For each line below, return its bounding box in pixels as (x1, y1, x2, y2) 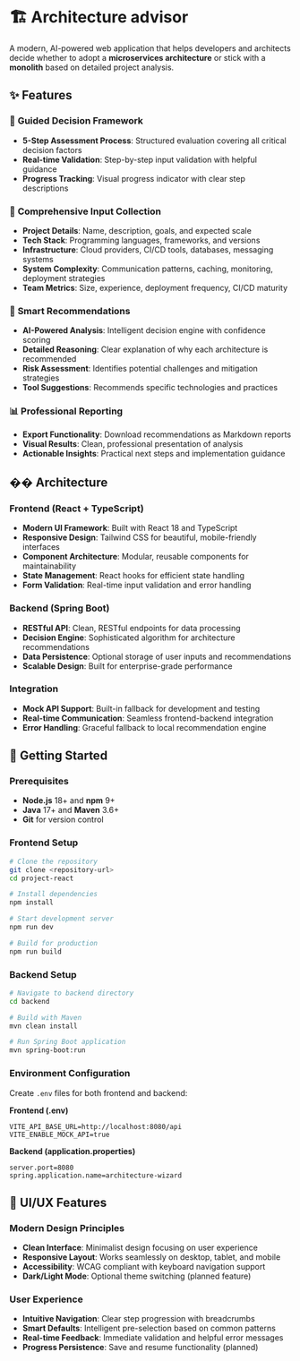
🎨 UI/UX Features (9, 1194, 107, 1210)
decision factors (21, 144, 82, 155)
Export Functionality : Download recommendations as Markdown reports (21, 429, 292, 440)
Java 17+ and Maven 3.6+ (21, 805, 119, 816)
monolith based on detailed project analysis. (9, 62, 175, 73)
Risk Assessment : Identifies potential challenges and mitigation (21, 364, 258, 374)
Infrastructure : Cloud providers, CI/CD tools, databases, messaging (21, 244, 274, 255)
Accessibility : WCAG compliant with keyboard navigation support (21, 1262, 266, 1272)
